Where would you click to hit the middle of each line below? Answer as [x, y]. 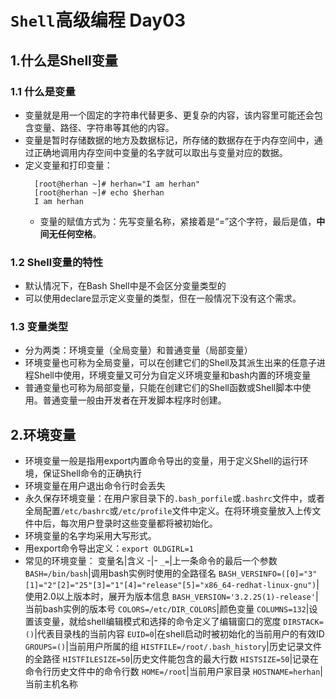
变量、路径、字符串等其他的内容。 [104, 127]
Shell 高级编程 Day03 [98, 20]
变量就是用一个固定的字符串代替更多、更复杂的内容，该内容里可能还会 [169, 115]
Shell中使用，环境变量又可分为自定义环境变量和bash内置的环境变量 [172, 375]
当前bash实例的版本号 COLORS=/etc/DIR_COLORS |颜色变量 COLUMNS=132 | [167, 609]
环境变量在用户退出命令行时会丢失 [95, 486]
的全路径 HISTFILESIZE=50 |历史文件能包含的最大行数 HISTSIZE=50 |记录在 [172, 659]
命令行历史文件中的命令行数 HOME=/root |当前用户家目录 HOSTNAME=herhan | [173, 672]
